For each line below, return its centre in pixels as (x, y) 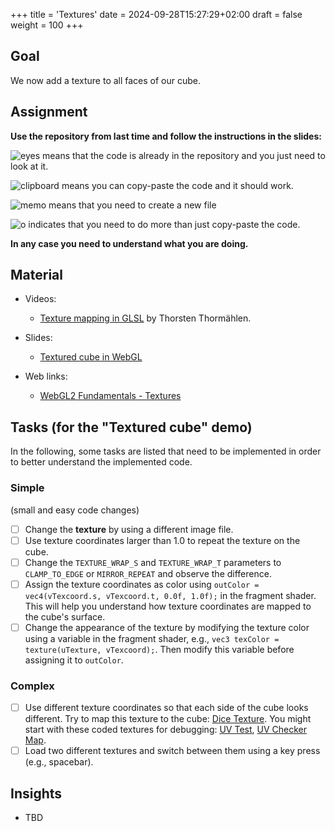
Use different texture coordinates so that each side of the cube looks (166, 708)
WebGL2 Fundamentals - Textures (110, 396)
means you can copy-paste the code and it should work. (177, 185)
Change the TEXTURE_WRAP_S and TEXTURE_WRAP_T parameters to (153, 562)
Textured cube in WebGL (91, 357)
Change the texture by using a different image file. (129, 529)
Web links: (46, 376)
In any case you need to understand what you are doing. (129, 243)
